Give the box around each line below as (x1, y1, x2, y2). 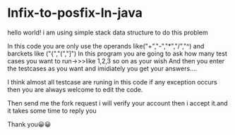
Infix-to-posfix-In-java (7, 5, 143, 21)
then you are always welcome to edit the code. (7, 85, 143, 94)
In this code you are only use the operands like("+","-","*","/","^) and (7, 41, 205, 50)
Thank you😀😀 (7, 120, 52, 128)
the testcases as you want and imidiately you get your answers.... (7, 64, 198, 72)
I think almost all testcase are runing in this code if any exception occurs (7, 77, 217, 86)
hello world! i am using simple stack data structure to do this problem (7, 28, 208, 37)
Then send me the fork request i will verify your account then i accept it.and (7, 98, 228, 107)
